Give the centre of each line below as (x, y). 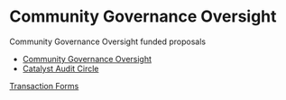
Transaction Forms (44, 86)
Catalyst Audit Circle (60, 68)
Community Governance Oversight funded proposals (107, 41)
